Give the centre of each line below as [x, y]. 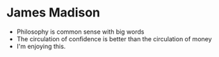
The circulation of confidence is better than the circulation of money [114, 38]
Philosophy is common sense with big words [80, 32]
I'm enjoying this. [41, 46]
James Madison [54, 13]
